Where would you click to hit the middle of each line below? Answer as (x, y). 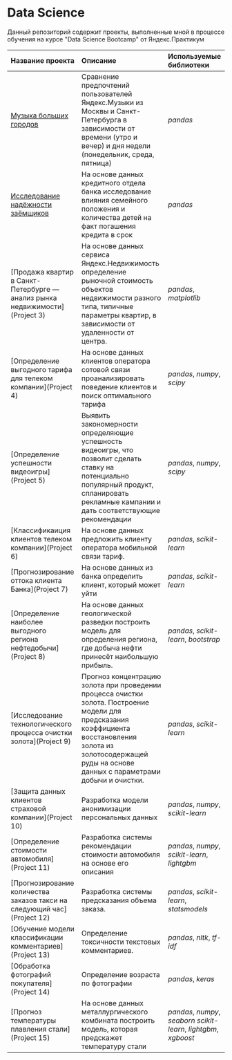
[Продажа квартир (42, 272)
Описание (99, 60)
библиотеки (189, 65)
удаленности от (108, 332)
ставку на (98, 467)
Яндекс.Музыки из (113, 102)
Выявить (96, 415)
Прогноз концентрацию (122, 676)
